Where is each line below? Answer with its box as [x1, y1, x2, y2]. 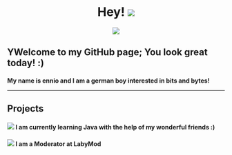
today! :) [7, 57, 45, 69]
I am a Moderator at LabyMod [15, 139, 101, 148]
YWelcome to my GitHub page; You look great [7, 46, 209, 59]
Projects [7, 103, 44, 114]
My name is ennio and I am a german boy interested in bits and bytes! [7, 76, 210, 85]
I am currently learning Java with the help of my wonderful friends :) [15, 123, 215, 131]
